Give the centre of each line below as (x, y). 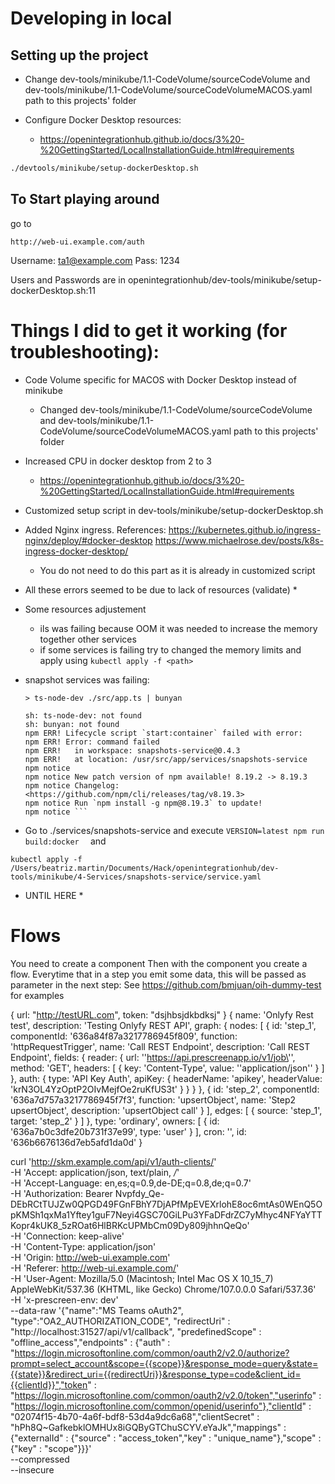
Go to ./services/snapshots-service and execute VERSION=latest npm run (174, 830)
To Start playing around (85, 199)
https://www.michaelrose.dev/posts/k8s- (239, 540)
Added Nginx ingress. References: (95, 529)
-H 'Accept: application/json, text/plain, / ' (95, 1172)
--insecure (32, 1469)
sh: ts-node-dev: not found (83, 715)
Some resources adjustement (85, 609)
